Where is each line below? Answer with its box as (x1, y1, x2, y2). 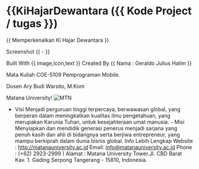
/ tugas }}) (6, 17, 58, 30)
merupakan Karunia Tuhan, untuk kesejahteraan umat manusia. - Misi (14, 118, 185, 126)
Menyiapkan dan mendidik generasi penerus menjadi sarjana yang (14, 124, 178, 132)
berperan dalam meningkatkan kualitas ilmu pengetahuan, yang (14, 112, 170, 119)
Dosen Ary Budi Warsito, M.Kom (6, 82, 85, 90)
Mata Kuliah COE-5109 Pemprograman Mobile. (6, 71, 121, 78)
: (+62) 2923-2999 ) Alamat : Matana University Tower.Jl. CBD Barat (14, 150, 182, 157)
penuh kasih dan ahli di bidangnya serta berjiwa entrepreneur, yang (14, 131, 180, 138)
